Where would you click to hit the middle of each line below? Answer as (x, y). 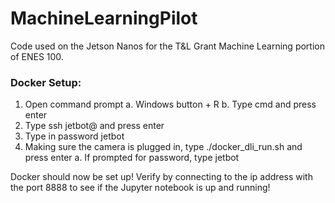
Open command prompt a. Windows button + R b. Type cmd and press (170, 104)
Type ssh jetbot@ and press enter (94, 126)
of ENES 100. (37, 56)
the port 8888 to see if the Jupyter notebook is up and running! (140, 188)
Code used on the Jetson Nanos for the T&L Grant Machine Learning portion (167, 46)
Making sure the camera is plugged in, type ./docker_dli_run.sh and (163, 147)
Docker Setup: (46, 82)
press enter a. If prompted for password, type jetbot (132, 158)
